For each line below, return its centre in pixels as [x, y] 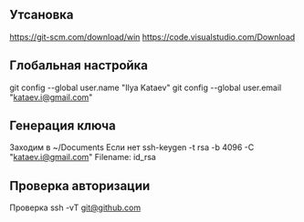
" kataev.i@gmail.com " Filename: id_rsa [83, 157]
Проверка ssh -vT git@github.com [75, 207]
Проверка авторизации [80, 186]
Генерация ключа [63, 126]
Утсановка [42, 15]
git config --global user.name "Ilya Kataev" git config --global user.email [146, 87]
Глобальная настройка [79, 66]
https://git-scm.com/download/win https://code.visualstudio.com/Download [152, 36]
